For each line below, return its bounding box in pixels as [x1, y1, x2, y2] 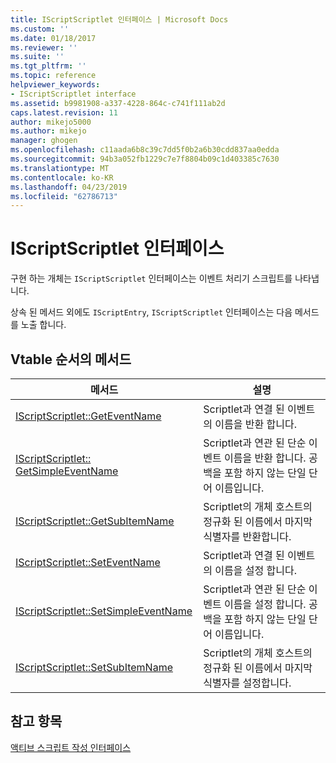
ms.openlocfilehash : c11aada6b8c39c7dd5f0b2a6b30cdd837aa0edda [10, 145, 280, 155]
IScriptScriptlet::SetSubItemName [15, 661, 173, 674]
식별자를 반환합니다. [203, 530, 292, 543]
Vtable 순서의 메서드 [10, 351, 132, 368]
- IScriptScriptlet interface [10, 89, 137, 99]
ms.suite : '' [10, 52, 65, 62]
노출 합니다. [20, 319, 67, 331]
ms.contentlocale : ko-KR [10, 172, 114, 183]
